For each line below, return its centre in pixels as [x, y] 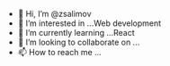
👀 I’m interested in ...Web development [89, 23]
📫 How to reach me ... [59, 52]
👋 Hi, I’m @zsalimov [54, 14]
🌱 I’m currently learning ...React [76, 33]
